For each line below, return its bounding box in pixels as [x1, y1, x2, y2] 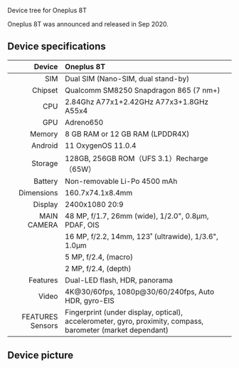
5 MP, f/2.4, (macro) [65, 252, 134, 262]
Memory [29, 128, 58, 138]
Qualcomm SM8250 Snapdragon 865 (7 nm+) [65, 85, 221, 95]
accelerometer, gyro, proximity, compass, [65, 316, 204, 326]
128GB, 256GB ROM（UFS [65, 153, 156, 163]
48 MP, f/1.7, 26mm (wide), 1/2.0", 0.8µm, [65, 210, 209, 220]
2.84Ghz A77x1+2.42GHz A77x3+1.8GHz [65, 96, 208, 106]
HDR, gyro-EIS [65, 295, 115, 305]
